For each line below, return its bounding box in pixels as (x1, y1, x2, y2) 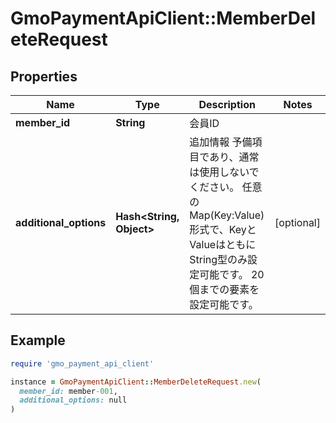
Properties (10, 68, 78, 85)
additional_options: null (19, 395, 128, 406)
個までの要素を (189, 283, 260, 296)
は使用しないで (189, 165, 260, 179)
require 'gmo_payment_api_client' (10, 358, 155, 369)
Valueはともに (189, 238, 257, 251)
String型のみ (189, 253, 248, 266)
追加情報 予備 (189, 135, 253, 149)
